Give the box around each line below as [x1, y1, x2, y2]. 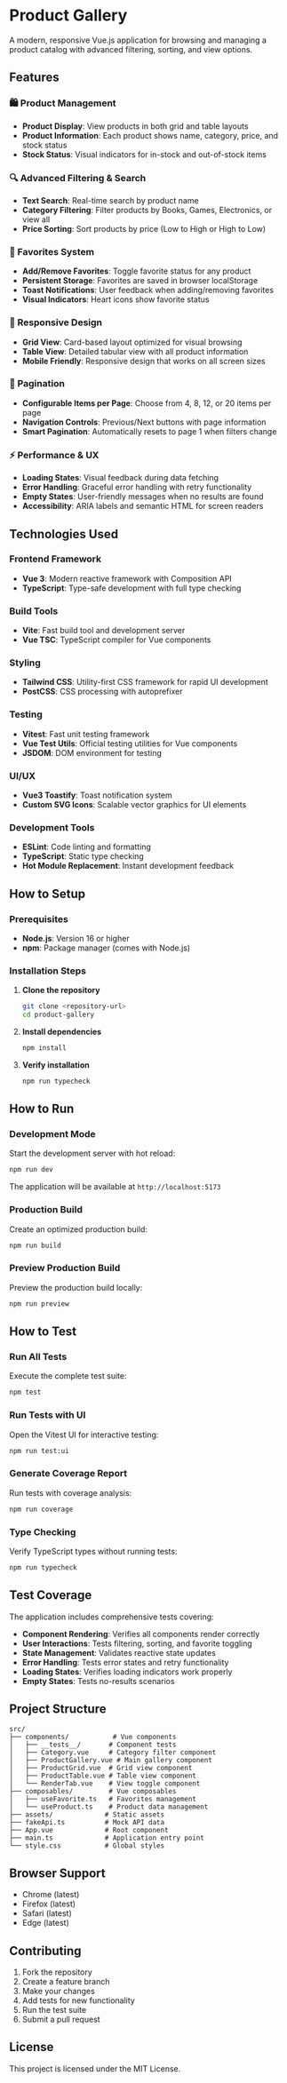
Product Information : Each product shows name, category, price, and [21, 130, 278, 140]
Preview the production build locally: [9, 1282, 143, 1292]
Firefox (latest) [21, 1898, 76, 1910]
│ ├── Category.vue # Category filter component [9, 1748, 217, 1757]
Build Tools [9, 605, 59, 617]
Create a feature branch [21, 1976, 110, 1986]
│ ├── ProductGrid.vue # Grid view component [9, 1764, 193, 1773]
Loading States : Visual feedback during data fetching [21, 473, 219, 483]
